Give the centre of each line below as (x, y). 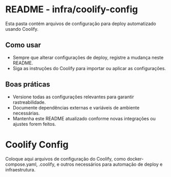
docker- (135, 159)
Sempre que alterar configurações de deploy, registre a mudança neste (88, 57)
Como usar (23, 45)
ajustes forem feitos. (34, 124)
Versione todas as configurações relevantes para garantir (73, 97)
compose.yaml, (22, 164)
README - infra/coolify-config (72, 9)
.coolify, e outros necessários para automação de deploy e (101, 164)
